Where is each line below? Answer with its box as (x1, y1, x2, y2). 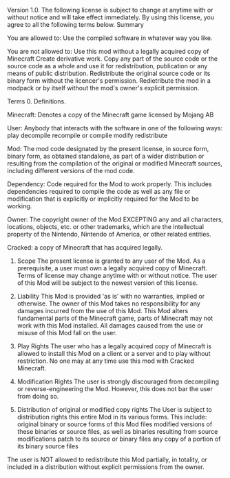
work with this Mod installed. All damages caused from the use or (17, 321, 203, 330)
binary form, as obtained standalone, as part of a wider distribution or (7, 152, 205, 160)
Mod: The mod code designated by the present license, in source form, (7, 145, 209, 152)
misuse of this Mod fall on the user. (17, 329, 117, 337)
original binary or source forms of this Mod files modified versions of (17, 420, 213, 428)
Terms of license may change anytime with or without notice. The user (17, 272, 218, 279)
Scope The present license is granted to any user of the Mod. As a (17, 257, 206, 265)
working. (7, 202, 32, 210)
